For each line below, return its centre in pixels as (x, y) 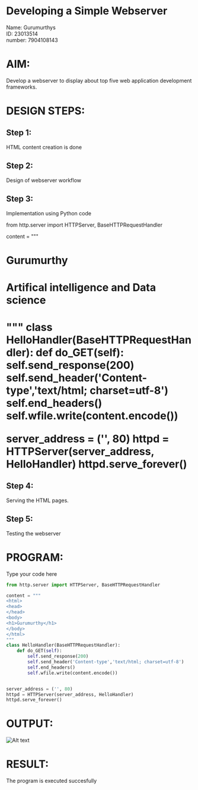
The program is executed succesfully (52, 781)
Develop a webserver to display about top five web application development (99, 80)
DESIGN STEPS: (46, 111)
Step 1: (19, 133)
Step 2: (20, 166)
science (26, 300)
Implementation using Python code (49, 213)
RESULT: (28, 764)
